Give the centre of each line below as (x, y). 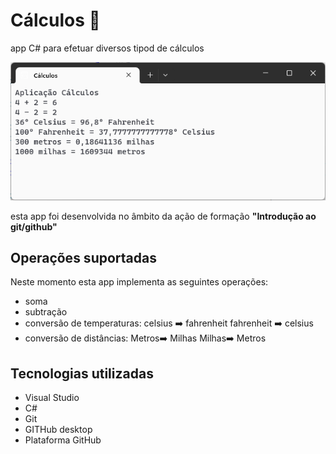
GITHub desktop (58, 430)
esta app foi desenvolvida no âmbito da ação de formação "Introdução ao (163, 216)
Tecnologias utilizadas (82, 373)
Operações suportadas (83, 257)
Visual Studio (52, 398)
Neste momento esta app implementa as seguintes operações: (139, 282)
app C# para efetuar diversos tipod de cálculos (107, 48)
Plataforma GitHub (63, 440)
